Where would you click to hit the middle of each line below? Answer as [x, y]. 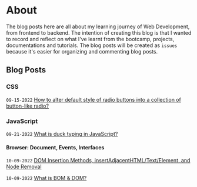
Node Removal [24, 167]
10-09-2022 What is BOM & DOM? [46, 178]
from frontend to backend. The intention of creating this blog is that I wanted [99, 32]
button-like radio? [27, 106]
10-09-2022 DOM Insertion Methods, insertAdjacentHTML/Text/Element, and [98, 161]
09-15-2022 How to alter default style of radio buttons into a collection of [94, 99]
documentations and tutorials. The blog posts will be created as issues [92, 45]
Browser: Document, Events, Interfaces [55, 147]
